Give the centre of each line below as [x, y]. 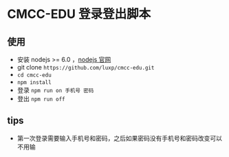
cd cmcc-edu [34, 75]
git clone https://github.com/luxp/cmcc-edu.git [86, 67]
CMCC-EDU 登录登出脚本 [79, 14]
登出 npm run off [41, 98]
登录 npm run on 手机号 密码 [55, 90]
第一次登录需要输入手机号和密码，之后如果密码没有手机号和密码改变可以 [119, 138]
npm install [34, 83]
